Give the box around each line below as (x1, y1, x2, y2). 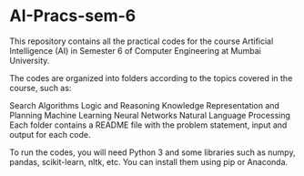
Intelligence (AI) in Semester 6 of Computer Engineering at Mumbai (9, 45, 261, 56)
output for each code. (9, 129, 91, 140)
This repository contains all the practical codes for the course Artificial (9, 36, 274, 47)
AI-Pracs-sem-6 (9, 5, 137, 26)
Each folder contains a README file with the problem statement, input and (9, 119, 288, 130)
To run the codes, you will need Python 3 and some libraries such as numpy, (9, 147, 296, 158)
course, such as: (9, 82, 72, 93)
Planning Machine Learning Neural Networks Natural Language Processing (9, 109, 291, 120)
